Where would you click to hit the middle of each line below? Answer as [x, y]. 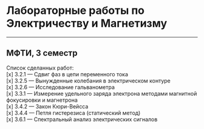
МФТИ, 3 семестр [42, 53]
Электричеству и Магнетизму [87, 23]
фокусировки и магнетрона [42, 100]
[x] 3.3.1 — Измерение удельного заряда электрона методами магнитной [102, 93]
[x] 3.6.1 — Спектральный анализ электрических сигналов [82, 119]
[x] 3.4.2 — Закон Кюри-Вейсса [47, 106]
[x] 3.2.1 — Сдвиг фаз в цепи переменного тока [67, 74]
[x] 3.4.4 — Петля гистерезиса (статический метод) [73, 113]
